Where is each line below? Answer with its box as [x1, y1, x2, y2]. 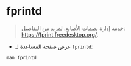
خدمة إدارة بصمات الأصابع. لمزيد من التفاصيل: [21, 24, 126, 32]
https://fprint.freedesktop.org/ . [21, 31, 99, 38]
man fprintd [6, 54, 37, 61]
